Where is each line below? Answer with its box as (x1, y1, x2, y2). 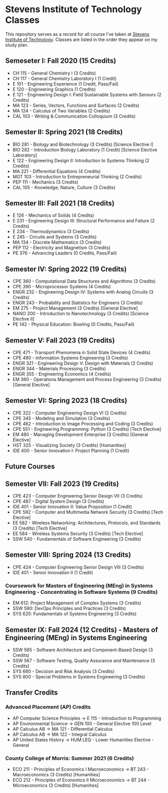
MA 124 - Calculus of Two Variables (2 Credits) (12, 107, 110, 114)
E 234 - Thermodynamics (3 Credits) (12, 229, 89, 235)
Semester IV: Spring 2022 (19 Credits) (5, 265, 127, 273)
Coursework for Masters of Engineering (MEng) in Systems (5, 582, 153, 589)
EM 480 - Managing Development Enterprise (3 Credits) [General (12, 431, 148, 437)
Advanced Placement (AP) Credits (5, 703, 91, 710)
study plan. (5, 42, 29, 48)
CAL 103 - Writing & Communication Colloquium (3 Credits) (12, 113, 136, 119)
